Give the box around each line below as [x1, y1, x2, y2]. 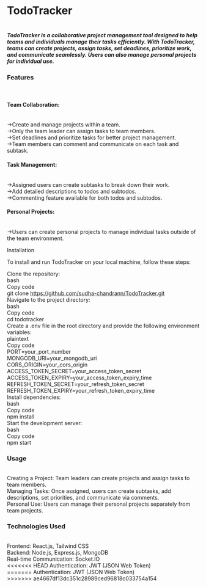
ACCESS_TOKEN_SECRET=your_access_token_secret [7, 367, 142, 374]
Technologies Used [7, 522, 66, 530]
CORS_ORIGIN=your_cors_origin [7, 361, 88, 368]
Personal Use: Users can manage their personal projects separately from [7, 500, 191, 508]
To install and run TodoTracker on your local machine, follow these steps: [7, 258, 191, 266]
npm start [7, 439, 32, 446]
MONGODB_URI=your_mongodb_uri [7, 354, 97, 362]
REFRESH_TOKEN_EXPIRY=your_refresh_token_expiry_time [7, 387, 155, 394]
